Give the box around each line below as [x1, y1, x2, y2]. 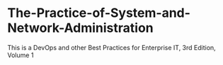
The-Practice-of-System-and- [7, 5, 191, 21]
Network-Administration [7, 20, 154, 36]
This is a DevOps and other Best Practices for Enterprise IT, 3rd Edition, [7, 43, 216, 52]
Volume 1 [7, 51, 34, 59]
